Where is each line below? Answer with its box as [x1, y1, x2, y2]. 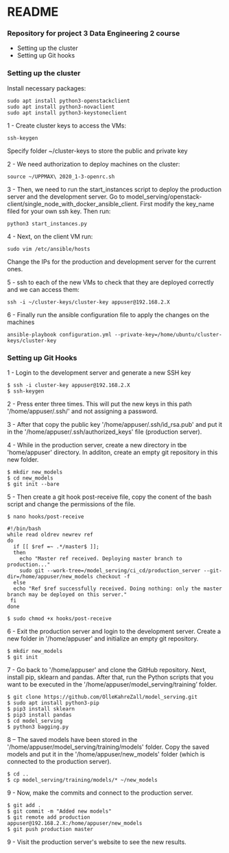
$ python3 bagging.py [7, 724, 69, 730]
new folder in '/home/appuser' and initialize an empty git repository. [7, 634, 199, 643]
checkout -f [95, 573, 130, 580]
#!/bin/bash [7, 526, 41, 532]
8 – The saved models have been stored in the [7, 736, 138, 744]
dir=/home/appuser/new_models [7, 573, 94, 580]
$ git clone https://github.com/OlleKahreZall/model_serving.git [7, 693, 197, 701]
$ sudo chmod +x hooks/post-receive [7, 615, 112, 622]
